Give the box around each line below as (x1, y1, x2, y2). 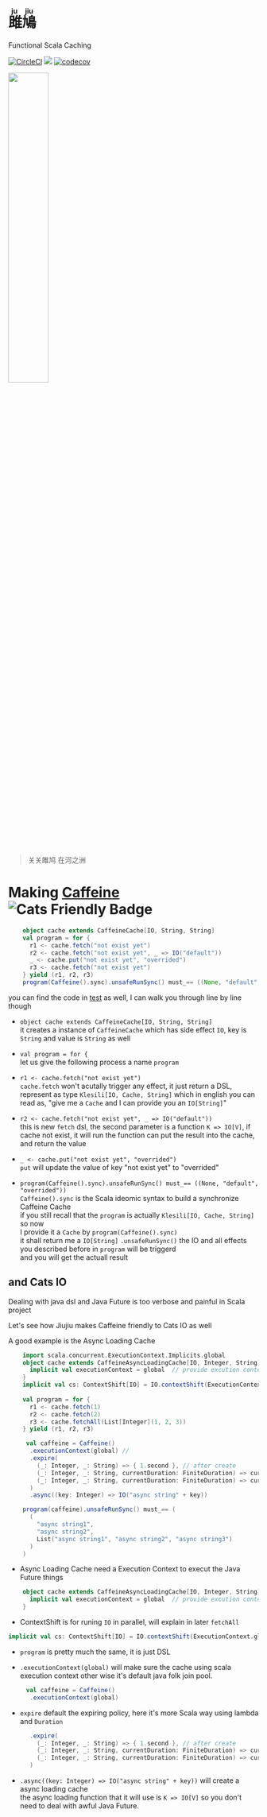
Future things (19, 1573, 64, 1583)
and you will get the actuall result (19, 1252, 129, 1262)
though (8, 1001, 32, 1010)
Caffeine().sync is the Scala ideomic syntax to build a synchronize (19, 1193, 240, 1203)
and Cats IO (8, 1276, 68, 1289)
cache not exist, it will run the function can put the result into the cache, (19, 1130, 256, 1140)
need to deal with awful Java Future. (19, 1801, 139, 1811)
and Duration (19, 1716, 64, 1726)
